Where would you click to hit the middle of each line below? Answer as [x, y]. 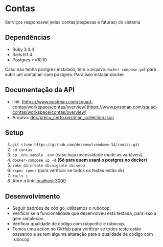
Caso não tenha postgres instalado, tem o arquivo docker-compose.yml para [81, 69]
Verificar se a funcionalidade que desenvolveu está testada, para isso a [84, 213]
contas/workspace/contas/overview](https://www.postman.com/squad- [85, 107]
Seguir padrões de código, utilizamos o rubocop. [61, 208]
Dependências [28, 37]
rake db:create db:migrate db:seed [48, 166]
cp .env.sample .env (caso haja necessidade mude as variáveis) [77, 155]
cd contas [22, 150]
